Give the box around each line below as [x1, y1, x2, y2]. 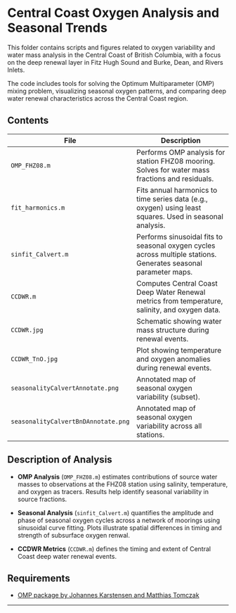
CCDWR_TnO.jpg [11, 355, 58, 363]
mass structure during [136, 325, 209, 335]
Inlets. [7, 65, 25, 74]
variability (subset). [136, 392, 200, 402]
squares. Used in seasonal [136, 211, 223, 221]
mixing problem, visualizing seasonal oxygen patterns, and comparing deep [7, 87, 227, 95]
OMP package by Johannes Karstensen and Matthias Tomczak [17, 591, 199, 600]
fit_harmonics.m [11, 203, 65, 212]
